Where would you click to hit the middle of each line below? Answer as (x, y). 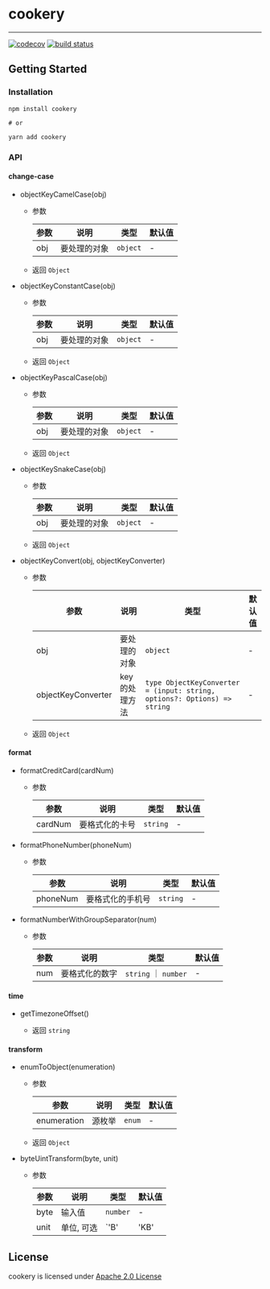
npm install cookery (43, 109)
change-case (31, 176)
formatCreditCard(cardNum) (67, 771)
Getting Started (48, 69)
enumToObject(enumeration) (67, 1067)
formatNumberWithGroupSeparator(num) (88, 919)
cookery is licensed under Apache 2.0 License (85, 1276)
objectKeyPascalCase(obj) (64, 377)
